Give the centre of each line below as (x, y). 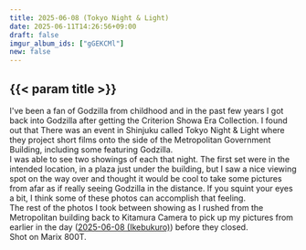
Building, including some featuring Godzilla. (91, 149)
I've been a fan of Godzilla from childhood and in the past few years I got (147, 110)
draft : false (34, 35)
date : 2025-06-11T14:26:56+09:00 (73, 26)
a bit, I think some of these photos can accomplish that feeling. (128, 198)
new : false (30, 52)
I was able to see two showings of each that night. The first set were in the (150, 159)
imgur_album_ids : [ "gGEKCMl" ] (67, 43)
